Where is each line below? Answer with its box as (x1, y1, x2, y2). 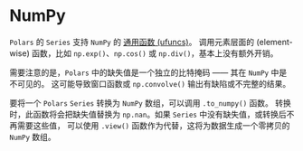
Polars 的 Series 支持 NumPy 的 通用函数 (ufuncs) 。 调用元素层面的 (9, 36, 255, 47)
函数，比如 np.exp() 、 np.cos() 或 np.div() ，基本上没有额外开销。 (31, 47, 279, 59)
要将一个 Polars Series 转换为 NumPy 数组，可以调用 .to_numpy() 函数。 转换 (9, 97, 291, 109)
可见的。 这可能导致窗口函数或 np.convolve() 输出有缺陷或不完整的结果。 (16, 78, 291, 89)
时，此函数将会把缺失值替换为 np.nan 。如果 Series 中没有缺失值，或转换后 (9, 109, 287, 119)
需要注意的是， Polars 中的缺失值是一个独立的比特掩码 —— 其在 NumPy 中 (9, 67, 279, 78)
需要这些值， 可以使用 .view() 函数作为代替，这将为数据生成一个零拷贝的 (16, 119, 290, 131)
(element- (256, 36, 294, 47)
